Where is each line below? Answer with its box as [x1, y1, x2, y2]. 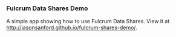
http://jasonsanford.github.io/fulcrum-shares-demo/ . [6, 24, 137, 31]
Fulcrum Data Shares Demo [6, 4, 88, 13]
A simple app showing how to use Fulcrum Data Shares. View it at [6, 18, 170, 25]
